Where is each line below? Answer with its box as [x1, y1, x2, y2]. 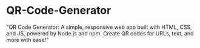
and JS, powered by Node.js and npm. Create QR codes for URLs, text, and [6, 29, 194, 37]
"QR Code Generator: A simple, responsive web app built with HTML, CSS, [6, 23, 192, 31]
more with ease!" [6, 36, 49, 43]
